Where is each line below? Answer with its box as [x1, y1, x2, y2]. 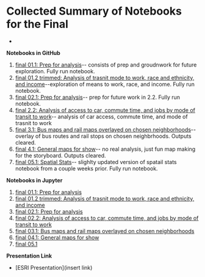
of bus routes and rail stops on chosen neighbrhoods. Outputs [35, 132, 192, 140]
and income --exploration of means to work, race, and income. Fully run [15, 81, 195, 88]
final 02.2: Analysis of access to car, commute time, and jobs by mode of [15, 214, 199, 221]
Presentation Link [6, 252, 52, 259]
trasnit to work [15, 119, 52, 126]
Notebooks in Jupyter [6, 176, 63, 184]
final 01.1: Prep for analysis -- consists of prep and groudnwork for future [15, 61, 197, 68]
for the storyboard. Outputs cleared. [15, 151, 106, 159]
